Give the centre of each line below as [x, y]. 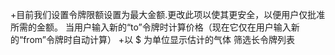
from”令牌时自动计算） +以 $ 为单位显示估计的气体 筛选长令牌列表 [159, 39]
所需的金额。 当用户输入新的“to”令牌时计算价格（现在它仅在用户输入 [151, 27]
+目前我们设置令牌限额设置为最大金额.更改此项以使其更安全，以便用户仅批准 [168, 14]
